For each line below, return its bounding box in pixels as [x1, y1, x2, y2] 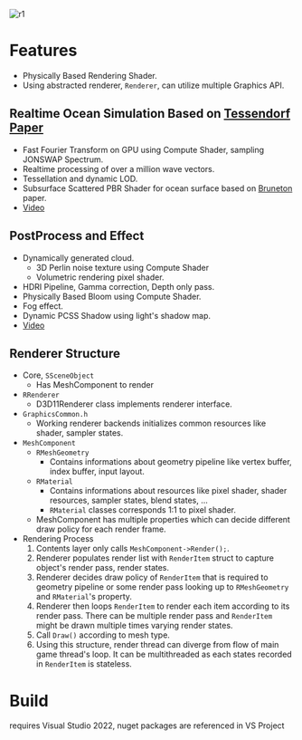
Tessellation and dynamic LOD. [22, 173, 138, 184]
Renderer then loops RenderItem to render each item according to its [35, 601, 290, 611]
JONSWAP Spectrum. [22, 154, 104, 165]
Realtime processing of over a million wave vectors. [22, 163, 215, 174]
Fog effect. [22, 300, 63, 312]
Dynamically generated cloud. [22, 252, 135, 263]
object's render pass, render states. [35, 562, 170, 573]
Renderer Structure [9, 345, 120, 361]
